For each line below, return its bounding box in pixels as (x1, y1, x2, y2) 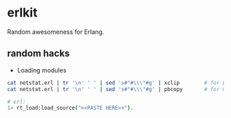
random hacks (7, 48, 70, 59)
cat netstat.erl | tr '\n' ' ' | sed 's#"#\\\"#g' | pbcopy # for (7, 86, 220, 92)
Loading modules (16, 66, 67, 74)
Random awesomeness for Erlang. (7, 28, 104, 36)
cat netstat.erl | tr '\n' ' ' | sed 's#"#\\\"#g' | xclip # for (7, 79, 220, 86)
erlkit (7, 5, 38, 21)
